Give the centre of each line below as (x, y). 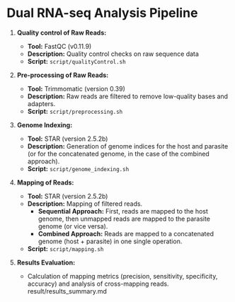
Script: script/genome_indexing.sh (78, 168)
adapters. (41, 103)
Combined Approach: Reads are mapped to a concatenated (126, 233)
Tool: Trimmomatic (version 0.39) (76, 88)
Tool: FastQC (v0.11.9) (59, 46)
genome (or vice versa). (73, 226)
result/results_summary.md (67, 291)
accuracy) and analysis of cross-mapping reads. (98, 284)
